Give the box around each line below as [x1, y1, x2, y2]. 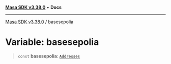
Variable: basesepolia [5, 36, 99, 48]
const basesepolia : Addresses [17, 53, 80, 59]
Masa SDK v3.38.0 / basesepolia [5, 19, 74, 25]
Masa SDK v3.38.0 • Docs [5, 5, 62, 10]
